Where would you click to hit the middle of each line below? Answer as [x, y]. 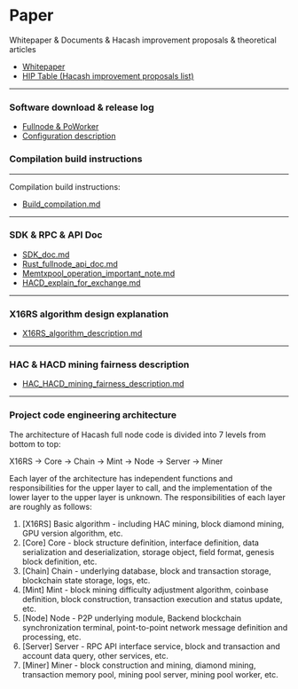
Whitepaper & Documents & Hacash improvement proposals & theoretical [143, 40]
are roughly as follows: [51, 506]
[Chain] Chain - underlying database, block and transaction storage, [147, 571]
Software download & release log [82, 107]
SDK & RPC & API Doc [56, 235]
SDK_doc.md [46, 254]
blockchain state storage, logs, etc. [86, 580]
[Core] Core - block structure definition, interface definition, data [141, 543]
